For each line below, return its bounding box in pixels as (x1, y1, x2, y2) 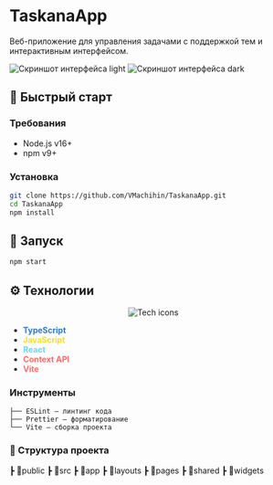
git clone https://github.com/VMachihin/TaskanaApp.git (9, 191, 226, 200)
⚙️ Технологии (9, 282, 94, 298)
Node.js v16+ (22, 138, 73, 149)
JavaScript (22, 334, 66, 345)
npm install (9, 207, 55, 217)
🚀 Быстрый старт (9, 90, 112, 105)
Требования (9, 117, 67, 130)
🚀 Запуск (9, 233, 64, 248)
